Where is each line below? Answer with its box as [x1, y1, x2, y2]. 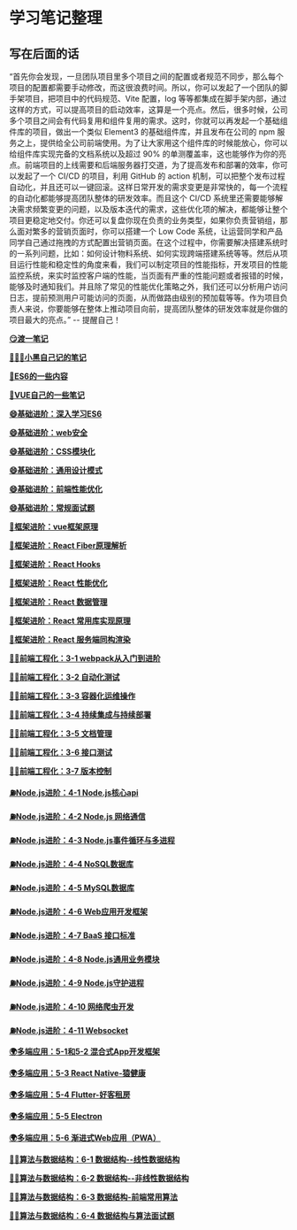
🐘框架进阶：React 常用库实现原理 [9, 616, 131, 626]
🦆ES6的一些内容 [9, 371, 68, 381]
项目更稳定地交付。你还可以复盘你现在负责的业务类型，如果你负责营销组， [9, 215, 280, 226]
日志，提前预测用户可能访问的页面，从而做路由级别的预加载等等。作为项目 [9, 293, 280, 303]
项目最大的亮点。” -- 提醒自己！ [9, 315, 121, 325]
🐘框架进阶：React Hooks [9, 559, 102, 569]
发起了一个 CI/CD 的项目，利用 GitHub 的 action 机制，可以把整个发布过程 [16, 171, 286, 181]
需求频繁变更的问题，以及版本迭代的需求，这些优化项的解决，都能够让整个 [16, 204, 288, 214]
